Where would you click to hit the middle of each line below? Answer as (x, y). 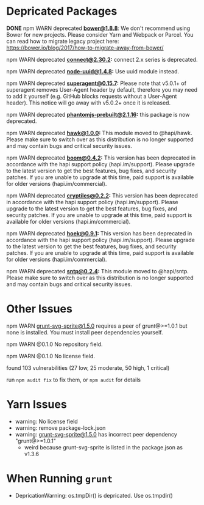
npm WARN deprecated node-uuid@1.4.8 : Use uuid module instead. (93, 71)
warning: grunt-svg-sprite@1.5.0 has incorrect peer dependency (96, 434)
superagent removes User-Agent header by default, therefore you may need (102, 89)
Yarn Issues (37, 404)
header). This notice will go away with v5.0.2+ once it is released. (89, 103)
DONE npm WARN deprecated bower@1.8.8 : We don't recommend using (98, 28)
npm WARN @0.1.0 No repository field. (55, 344)
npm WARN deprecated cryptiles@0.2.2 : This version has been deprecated (102, 195)
